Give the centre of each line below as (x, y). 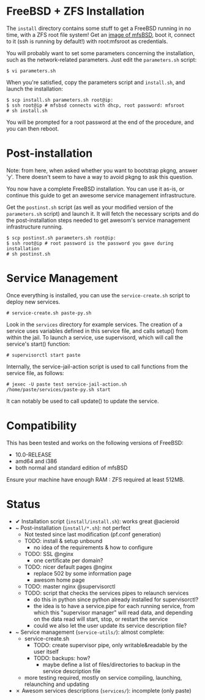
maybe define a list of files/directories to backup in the (111, 664)
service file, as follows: (35, 373)
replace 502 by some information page (82, 573)
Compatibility (42, 426)
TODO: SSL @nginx (49, 554)
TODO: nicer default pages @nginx (69, 567)
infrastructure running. (35, 226)
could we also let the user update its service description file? (110, 625)
